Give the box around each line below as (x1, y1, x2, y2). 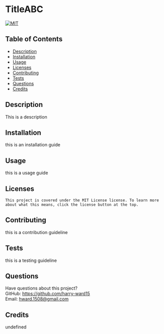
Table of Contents (5, 35, 63, 43)
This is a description (5, 114, 47, 120)
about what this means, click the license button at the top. (5, 202, 139, 207)
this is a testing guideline (5, 257, 57, 263)
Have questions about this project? (5, 285, 78, 291)
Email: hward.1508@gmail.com (5, 296, 69, 302)
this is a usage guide (5, 170, 48, 176)
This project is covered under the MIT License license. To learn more (5, 198, 159, 203)
